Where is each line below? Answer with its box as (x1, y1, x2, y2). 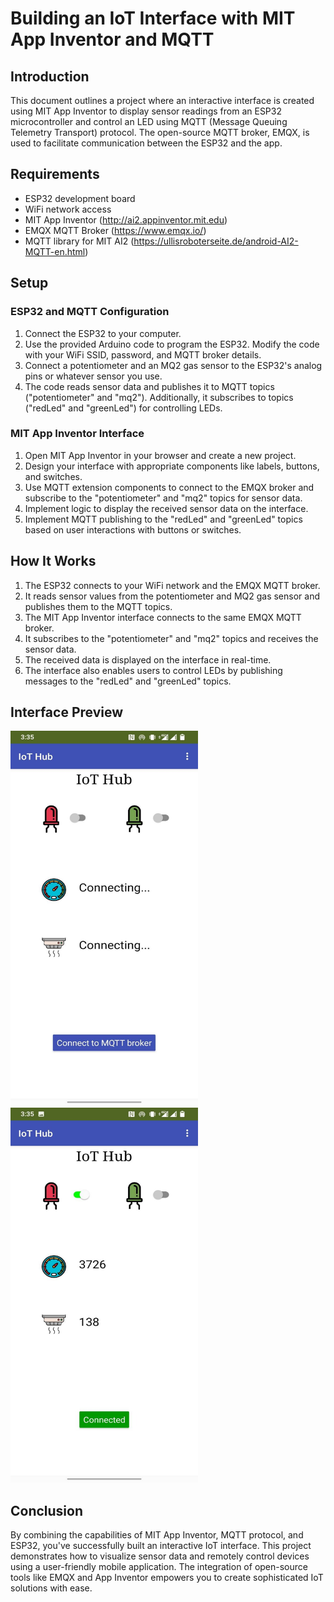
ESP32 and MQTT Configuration (10, 305, 170, 319)
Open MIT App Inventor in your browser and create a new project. (24, 449, 297, 461)
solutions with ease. (10, 1582, 93, 1594)
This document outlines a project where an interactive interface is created (10, 95, 315, 106)
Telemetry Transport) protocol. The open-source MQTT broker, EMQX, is (10, 127, 310, 138)
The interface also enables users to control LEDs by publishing (24, 664, 283, 676)
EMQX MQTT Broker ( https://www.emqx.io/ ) (24, 224, 207, 236)
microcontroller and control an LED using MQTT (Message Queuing (10, 116, 288, 127)
